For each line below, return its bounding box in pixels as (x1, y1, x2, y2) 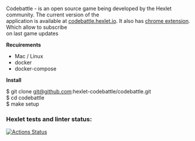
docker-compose (14, 65, 57, 72)
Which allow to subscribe (6, 23, 68, 31)
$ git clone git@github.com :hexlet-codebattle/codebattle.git (6, 88, 152, 95)
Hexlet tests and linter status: (6, 115, 92, 123)
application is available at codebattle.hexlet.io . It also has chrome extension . (6, 18, 190, 24)
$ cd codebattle (6, 94, 45, 101)
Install (6, 76, 22, 83)
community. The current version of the (6, 11, 100, 18)
